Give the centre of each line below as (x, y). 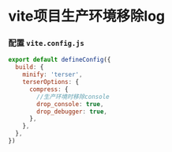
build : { (30, 67)
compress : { (49, 89)
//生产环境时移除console (73, 97)
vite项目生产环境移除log (87, 16)
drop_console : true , (70, 104)
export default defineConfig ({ (60, 60)
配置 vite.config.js (46, 43)
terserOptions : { (51, 82)
